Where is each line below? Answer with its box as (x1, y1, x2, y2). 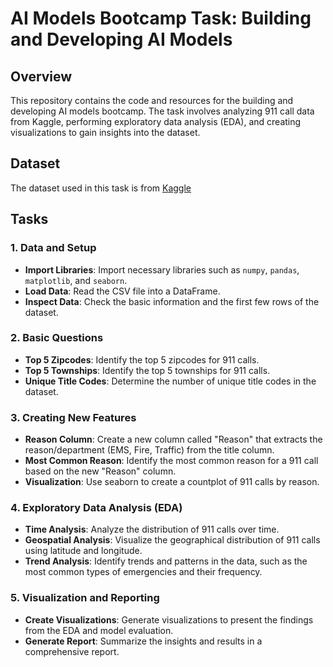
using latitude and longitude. (24, 545, 143, 557)
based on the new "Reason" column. (24, 465, 177, 477)
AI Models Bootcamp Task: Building (10, 7, 312, 30)
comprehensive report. (24, 645, 120, 657)
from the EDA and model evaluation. (24, 624, 174, 636)
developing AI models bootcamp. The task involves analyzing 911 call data (10, 105, 315, 117)
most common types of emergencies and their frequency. (24, 566, 263, 578)
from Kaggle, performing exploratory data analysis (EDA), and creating (10, 116, 302, 127)
